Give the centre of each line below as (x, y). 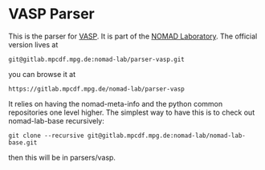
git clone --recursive (46, 136)
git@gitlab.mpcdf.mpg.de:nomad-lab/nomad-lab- (167, 136)
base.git (23, 142)
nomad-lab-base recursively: (56, 120)
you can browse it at (42, 74)
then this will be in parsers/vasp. (62, 157)
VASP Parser (51, 14)
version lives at (33, 44)
